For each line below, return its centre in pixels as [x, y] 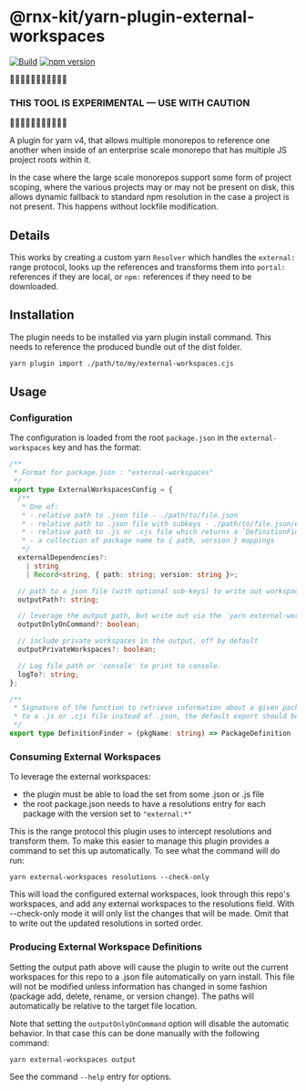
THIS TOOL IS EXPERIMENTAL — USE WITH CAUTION [130, 102]
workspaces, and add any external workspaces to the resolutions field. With [152, 904]
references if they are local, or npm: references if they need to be [131, 277]
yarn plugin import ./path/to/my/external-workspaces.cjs [122, 363]
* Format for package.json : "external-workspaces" [113, 473]
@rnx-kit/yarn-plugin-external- [132, 17]
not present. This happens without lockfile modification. [114, 206]
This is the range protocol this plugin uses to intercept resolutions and [141, 832]
